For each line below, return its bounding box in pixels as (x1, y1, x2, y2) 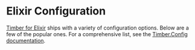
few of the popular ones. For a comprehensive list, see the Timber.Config (6, 30, 188, 37)
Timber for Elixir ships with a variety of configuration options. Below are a (6, 24, 189, 31)
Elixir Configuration (6, 4, 106, 18)
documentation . (6, 37, 46, 44)
